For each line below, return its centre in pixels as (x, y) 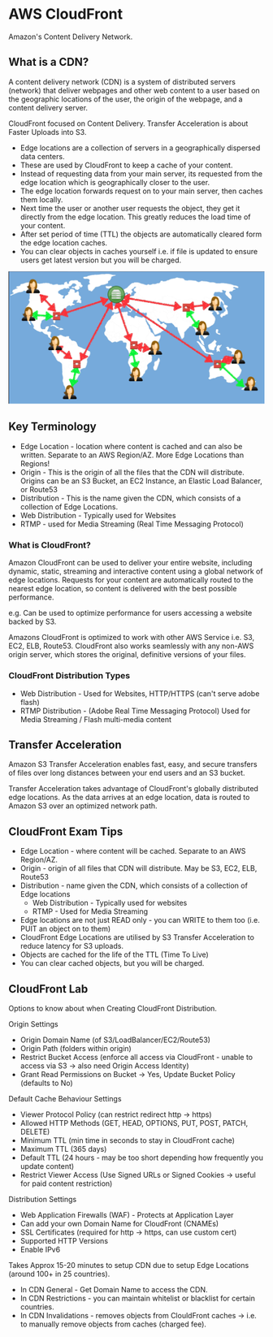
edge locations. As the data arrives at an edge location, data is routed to (129, 798)
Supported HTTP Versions (64, 1240)
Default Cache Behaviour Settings (65, 1098)
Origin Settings (33, 1023)
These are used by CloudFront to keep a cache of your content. (126, 165)
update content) (47, 1166)
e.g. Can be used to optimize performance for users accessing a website (130, 613)
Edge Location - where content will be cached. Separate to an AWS (133, 851)
